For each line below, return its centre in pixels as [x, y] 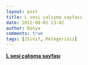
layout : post [22, 12]
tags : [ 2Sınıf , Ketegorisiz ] [42, 39]
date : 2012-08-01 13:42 [35, 22]
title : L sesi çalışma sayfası [44, 17]
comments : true [25, 34]
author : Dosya [23, 28]
